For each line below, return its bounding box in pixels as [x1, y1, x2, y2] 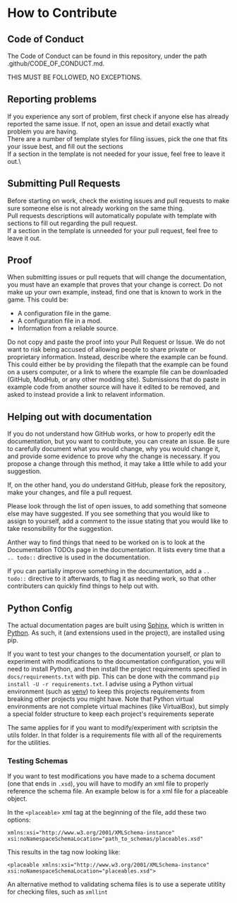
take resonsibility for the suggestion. [7, 525, 114, 533]
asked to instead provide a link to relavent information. [7, 390, 166, 399]
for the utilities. [7, 738, 51, 747]
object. [7, 794, 28, 803]
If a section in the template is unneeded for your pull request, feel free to [7, 226, 219, 234]
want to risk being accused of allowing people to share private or [7, 345, 196, 354]
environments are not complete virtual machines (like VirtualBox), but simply [7, 702, 229, 711]
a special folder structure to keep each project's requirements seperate [7, 710, 214, 718]
